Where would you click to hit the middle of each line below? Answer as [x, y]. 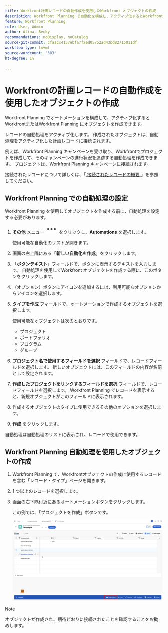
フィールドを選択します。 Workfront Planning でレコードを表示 [81, 390]
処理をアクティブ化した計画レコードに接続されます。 [59, 141]
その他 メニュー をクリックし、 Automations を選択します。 [80, 232]
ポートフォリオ [35, 338]
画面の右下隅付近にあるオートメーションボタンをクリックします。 [80, 502]
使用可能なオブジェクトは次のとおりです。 [56, 321]
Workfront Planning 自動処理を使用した [67, 452]
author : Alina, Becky [28, 32]
